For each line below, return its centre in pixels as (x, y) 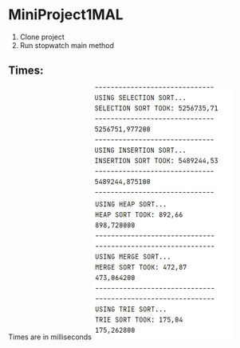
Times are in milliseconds (50, 337)
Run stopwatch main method (67, 45)
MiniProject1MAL (66, 15)
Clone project (42, 37)
